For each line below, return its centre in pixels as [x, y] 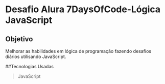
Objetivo [19, 39]
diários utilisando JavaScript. [36, 57]
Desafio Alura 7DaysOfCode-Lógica [83, 9]
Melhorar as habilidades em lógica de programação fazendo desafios [78, 51]
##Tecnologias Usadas [29, 66]
